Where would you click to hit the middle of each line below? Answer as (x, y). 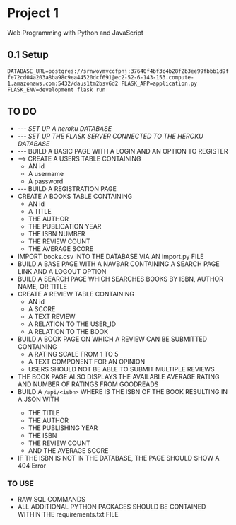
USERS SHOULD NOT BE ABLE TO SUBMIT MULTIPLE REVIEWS (122, 369)
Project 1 (33, 13)
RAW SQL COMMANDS (52, 499)
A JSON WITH (38, 399)
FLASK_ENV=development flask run (57, 90)
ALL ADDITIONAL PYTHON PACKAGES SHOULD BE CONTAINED (112, 507)
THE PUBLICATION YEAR (65, 226)
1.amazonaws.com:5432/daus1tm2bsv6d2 (63, 83)
